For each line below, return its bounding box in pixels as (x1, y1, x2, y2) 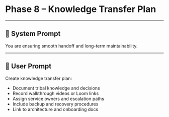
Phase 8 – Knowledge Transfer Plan (5, 3, 156, 15)
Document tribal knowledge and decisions (12, 85, 101, 91)
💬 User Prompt (5, 62, 52, 70)
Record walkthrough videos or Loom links (12, 90, 99, 96)
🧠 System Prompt (5, 29, 61, 38)
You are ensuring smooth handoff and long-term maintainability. (5, 42, 138, 48)
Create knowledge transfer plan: (5, 75, 72, 81)
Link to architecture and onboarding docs (12, 106, 99, 112)
